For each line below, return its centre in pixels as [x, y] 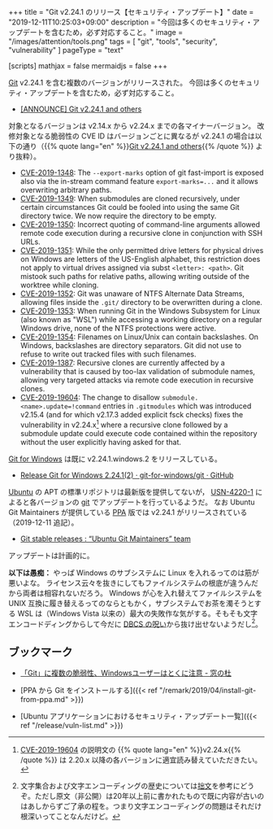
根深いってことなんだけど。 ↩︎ [70, 817]
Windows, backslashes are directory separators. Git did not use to [131, 345]
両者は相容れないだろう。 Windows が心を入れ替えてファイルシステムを [143, 593]
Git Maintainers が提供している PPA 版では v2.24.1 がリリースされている [128, 512]
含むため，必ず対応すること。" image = [117, 32]
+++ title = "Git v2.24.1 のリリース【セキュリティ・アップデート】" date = [131, 12]
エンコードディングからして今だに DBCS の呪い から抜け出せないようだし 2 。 [135, 623]
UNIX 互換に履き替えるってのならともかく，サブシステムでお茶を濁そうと [131, 603]
